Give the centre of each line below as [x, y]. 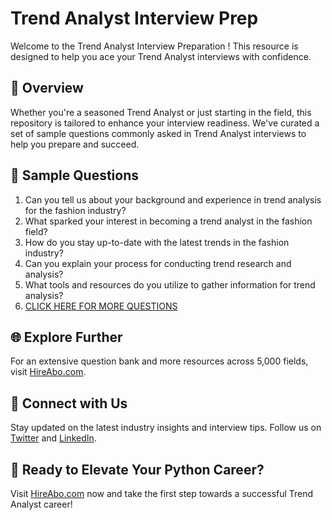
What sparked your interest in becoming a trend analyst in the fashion [168, 221]
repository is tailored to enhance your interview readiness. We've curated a [165, 123]
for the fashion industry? [75, 210]
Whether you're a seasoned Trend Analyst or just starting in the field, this [161, 112]
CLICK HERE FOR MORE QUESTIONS [101, 306]
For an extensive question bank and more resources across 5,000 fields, [159, 361]
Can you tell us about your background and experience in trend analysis [173, 199]
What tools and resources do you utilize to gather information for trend [170, 284]
